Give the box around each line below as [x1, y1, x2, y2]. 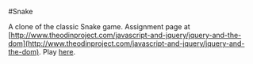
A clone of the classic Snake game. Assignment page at [8, 22, 190, 31]
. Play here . [38, 47, 76, 56]
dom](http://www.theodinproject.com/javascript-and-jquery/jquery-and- [8, 39, 245, 48]
